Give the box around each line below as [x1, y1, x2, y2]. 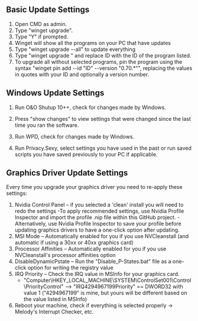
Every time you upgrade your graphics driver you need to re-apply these [6, 184, 183, 191]
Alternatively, [14, 220, 47, 227]
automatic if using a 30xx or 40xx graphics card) [14, 239, 134, 246]
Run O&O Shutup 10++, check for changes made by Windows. [14, 104, 167, 111]
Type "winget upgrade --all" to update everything [14, 46, 136, 53]
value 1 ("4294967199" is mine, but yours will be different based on [23, 290, 187, 297]
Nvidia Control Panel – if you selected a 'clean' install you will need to [14, 201, 184, 208]
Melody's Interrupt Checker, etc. [14, 308, 94, 316]
